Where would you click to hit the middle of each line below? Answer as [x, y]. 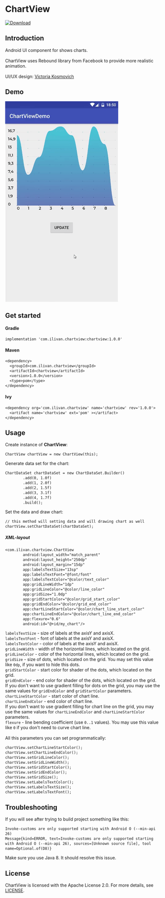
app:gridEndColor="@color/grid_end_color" [67, 604]
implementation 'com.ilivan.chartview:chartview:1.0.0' [64, 339]
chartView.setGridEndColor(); [36, 773]
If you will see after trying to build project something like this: [67, 819]
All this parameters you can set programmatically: [56, 738]
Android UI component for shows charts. [46, 50]
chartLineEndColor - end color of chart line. [49, 702]
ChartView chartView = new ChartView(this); [52, 454]
